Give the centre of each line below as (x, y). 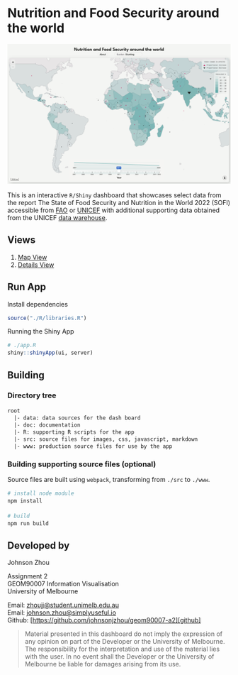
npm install (25, 501)
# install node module (41, 494)
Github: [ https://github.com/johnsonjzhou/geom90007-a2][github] (104, 620)
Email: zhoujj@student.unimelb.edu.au (63, 605)
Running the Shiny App (41, 331)
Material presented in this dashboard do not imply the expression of (124, 634)
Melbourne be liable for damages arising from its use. (103, 664)
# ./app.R (22, 346)
